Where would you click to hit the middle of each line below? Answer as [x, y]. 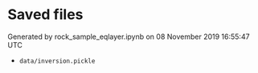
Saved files [45, 15]
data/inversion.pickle [57, 61]
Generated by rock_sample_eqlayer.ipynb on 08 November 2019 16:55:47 [129, 36]
